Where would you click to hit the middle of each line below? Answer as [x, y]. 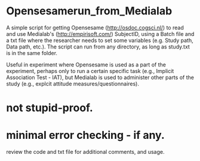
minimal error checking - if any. [86, 135]
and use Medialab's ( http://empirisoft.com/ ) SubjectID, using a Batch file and [100, 34]
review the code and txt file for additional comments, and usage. [85, 152]
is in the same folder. [32, 53]
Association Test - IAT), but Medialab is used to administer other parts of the [100, 77]
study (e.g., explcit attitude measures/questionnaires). [73, 83]
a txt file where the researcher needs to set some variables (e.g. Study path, [100, 40]
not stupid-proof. [50, 108]
